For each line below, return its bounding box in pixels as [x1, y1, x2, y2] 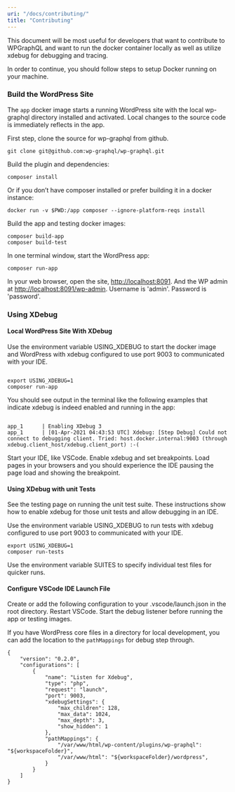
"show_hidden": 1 [57, 723, 109, 730]
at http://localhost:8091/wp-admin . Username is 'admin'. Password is [7, 284, 207, 293]
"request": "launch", [44, 686, 109, 694]
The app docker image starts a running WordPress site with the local [7, 105, 204, 114]
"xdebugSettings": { [44, 699, 105, 706]
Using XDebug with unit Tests [7, 484, 96, 493]
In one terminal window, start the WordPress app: [7, 251, 150, 260]
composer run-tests [7, 548, 65, 555]
